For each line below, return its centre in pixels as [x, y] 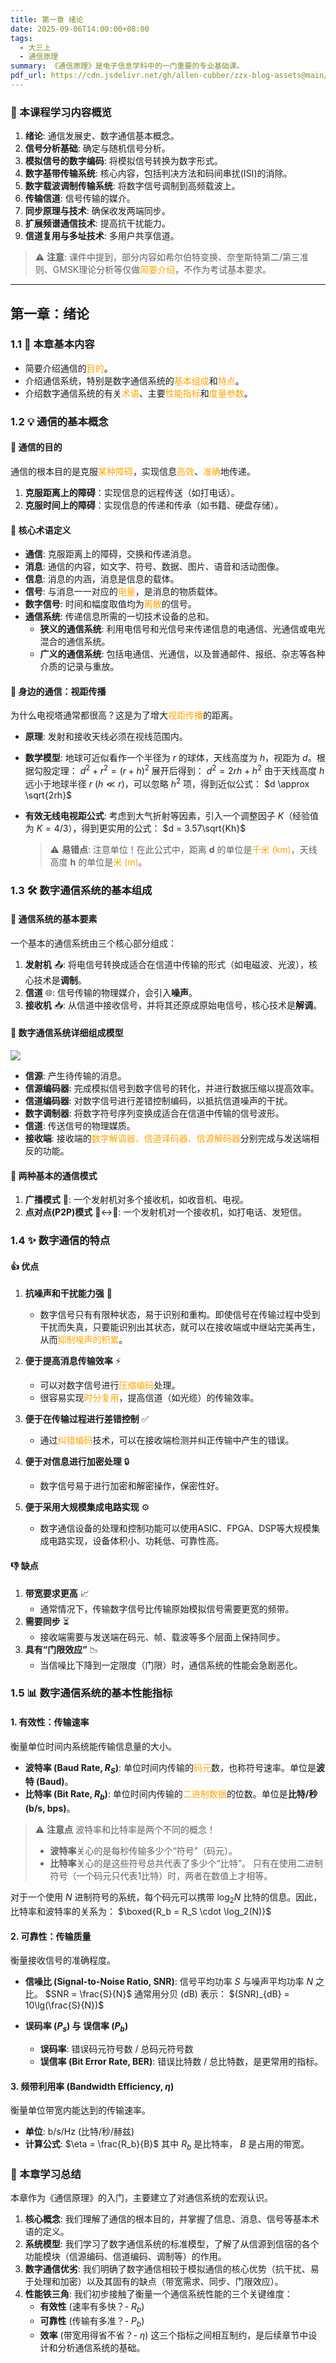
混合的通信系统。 [75, 642]
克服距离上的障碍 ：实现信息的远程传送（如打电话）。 [132, 492]
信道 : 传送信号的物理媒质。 [80, 1126]
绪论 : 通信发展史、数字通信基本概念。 [102, 136]
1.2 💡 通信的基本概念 [59, 421]
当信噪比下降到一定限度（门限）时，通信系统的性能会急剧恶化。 [171, 1665]
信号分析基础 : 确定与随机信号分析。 [97, 148]
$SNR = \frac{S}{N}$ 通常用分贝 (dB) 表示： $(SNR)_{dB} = [167, 1994]
